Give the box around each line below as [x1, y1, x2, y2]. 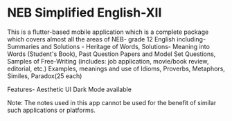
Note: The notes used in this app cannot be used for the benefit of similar [7, 98, 217, 106]
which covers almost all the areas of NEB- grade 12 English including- [7, 35, 206, 43]
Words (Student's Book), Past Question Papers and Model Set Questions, [7, 50, 216, 58]
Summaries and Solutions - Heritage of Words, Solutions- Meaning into [7, 42, 210, 50]
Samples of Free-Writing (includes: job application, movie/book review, [7, 57, 209, 65]
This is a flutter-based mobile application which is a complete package [7, 28, 209, 36]
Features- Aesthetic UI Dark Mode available [7, 85, 132, 93]
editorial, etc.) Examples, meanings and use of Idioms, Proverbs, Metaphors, [7, 64, 225, 73]
